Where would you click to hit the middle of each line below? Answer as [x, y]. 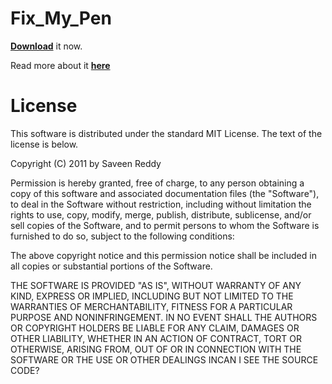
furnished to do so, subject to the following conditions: [122, 236]
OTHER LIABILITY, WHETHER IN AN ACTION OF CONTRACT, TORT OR [156, 338]
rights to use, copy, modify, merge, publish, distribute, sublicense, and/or [161, 214]
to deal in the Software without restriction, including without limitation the [161, 204]
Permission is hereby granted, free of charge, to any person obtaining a [157, 183]
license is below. [44, 144]
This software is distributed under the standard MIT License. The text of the [166, 133]
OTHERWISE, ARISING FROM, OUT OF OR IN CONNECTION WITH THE [156, 349]
